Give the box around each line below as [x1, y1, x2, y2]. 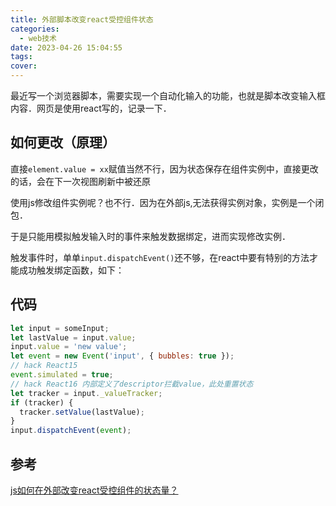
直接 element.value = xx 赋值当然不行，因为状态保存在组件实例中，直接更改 [10, 162, 319, 175]
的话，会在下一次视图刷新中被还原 [10, 175, 151, 187]
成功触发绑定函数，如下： [18, 264, 125, 276]
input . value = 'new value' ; [10, 342, 128, 352]
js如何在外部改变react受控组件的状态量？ [10, 484, 179, 496]
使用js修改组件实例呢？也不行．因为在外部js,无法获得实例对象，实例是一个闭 [10, 196, 325, 208]
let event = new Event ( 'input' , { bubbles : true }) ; [10, 351, 235, 361]
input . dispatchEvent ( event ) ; [10, 426, 132, 436]
